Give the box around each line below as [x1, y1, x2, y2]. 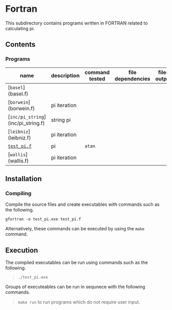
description [51, 72, 80, 79]
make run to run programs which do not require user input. [17, 299, 141, 305]
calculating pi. [5, 25, 35, 31]
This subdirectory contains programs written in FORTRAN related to [5, 20, 148, 26]
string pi [51, 116, 71, 123]
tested [89, 75, 105, 82]
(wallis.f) [8, 157, 29, 164]
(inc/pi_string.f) [8, 120, 45, 127]
